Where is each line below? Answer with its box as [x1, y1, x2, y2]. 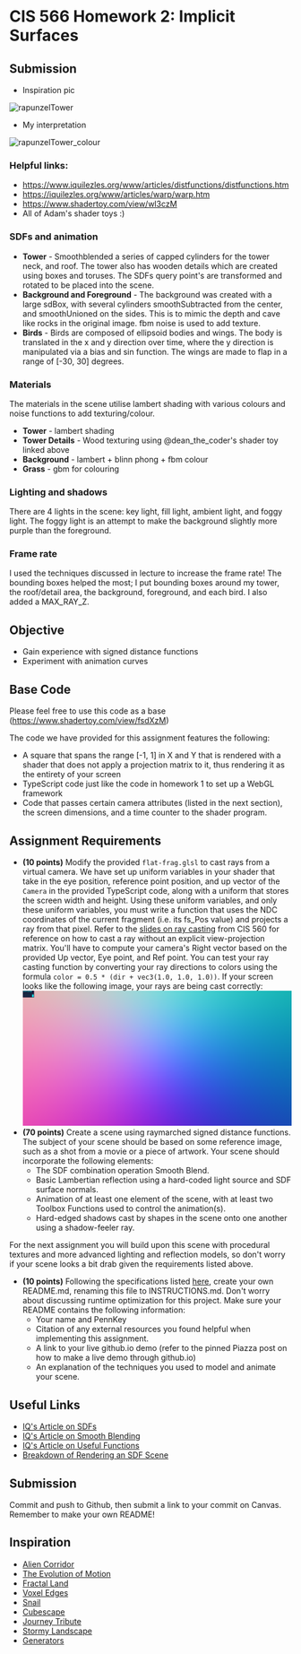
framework [21, 788, 64, 799]
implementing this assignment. [35, 1333, 150, 1344]
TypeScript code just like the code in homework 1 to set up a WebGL [21, 778, 275, 790]
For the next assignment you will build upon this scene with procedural [9, 1240, 271, 1251]
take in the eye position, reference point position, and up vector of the [21, 876, 280, 887]
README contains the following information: [21, 1304, 185, 1315]
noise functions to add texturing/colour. [9, 408, 155, 419]
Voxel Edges [21, 1587, 69, 1598]
